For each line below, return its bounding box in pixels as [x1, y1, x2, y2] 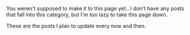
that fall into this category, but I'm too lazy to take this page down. [6, 11, 168, 18]
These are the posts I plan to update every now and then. [6, 23, 147, 29]
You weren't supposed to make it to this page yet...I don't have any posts [6, 5, 185, 12]
